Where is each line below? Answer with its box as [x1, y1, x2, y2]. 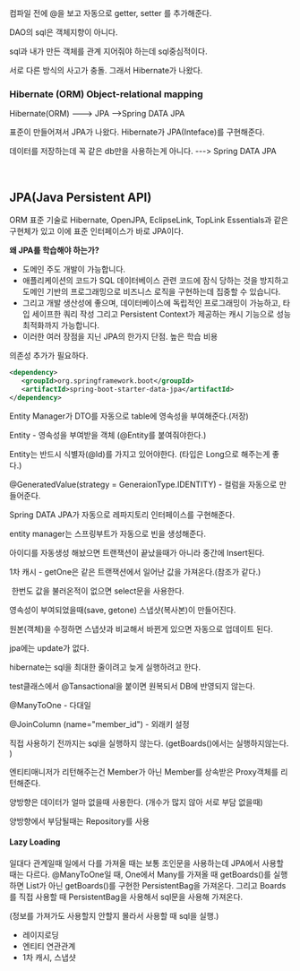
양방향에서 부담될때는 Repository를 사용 [9, 815, 150, 827]
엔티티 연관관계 [21, 941, 76, 951]
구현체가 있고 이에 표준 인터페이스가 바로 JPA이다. [9, 226, 184, 237]
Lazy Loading [9, 837, 61, 847]
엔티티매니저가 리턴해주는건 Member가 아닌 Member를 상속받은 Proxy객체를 [9, 766, 279, 777]
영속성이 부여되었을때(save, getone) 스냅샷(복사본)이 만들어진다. [9, 604, 236, 615]
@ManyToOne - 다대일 [9, 699, 91, 710]
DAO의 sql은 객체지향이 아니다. [9, 27, 118, 38]
